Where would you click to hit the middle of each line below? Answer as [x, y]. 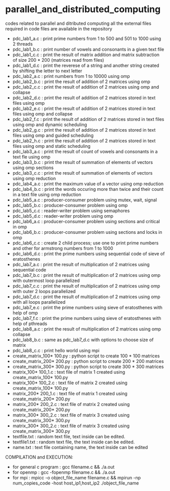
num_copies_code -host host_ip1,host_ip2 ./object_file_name [76, 483]
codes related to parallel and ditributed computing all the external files [78, 23]
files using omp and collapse [42, 114]
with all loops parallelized [39, 302]
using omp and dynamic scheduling [50, 125]
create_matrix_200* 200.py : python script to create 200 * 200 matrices [88, 361]
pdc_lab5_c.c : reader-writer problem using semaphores [71, 211]
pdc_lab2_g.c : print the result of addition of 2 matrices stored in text [84, 130]
